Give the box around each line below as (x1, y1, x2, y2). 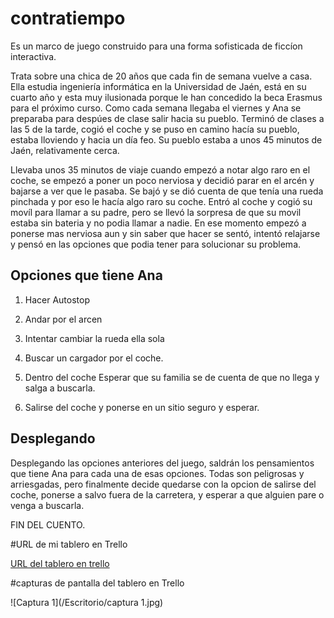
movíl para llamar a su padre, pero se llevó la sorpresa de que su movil (10, 206, 302, 218)
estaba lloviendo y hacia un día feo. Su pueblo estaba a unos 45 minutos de (10, 133, 323, 146)
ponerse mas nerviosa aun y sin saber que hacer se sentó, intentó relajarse (10, 227, 321, 239)
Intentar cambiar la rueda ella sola (24, 332, 165, 344)
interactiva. (10, 50, 57, 62)
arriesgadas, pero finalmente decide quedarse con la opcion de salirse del (10, 478, 317, 490)
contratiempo (10, 7, 126, 30)
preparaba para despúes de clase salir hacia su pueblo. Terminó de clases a (10, 112, 325, 124)
